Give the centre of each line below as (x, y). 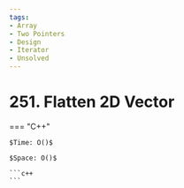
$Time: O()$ (31, 142)
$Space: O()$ (33, 158)
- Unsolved (29, 58)
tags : (19, 17)
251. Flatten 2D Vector (92, 102)
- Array (23, 26)
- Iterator (29, 50)
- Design (25, 42)
